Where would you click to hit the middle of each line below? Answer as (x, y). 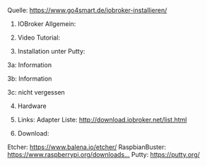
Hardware (32, 106)
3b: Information (30, 78)
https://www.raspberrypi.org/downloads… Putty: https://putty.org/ (103, 154)
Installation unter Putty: (51, 51)
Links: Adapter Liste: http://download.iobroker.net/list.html (102, 120)
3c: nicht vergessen (36, 92)
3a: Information (29, 65)
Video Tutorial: (39, 37)
